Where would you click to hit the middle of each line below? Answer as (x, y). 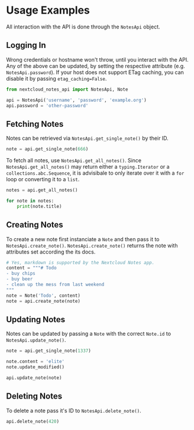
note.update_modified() (35, 367)
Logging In (26, 45)
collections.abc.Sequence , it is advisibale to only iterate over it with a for (95, 173)
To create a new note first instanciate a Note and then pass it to (83, 239)
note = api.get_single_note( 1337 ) (49, 351)
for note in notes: (30, 201)
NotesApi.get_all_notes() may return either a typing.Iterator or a (88, 167)
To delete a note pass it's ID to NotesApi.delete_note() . (74, 410)
